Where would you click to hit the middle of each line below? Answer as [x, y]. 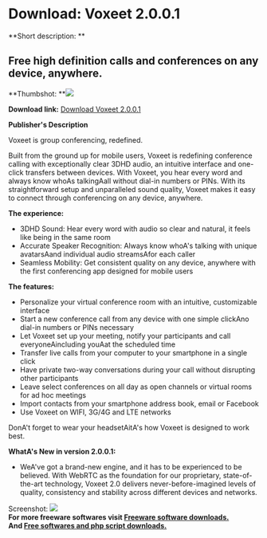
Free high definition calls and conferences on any [133, 61]
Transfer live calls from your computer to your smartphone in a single [133, 352]
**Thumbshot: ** [37, 93]
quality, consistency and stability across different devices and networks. [138, 492]
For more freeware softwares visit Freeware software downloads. [119, 517]
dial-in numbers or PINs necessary [77, 327]
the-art [31, 484]
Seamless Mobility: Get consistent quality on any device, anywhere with [138, 262]
